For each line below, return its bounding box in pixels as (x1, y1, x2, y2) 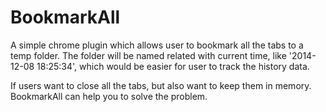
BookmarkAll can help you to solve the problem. (10, 90, 208, 102)
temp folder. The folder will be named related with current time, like (10, 49, 287, 61)
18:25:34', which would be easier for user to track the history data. (36, 60, 310, 72)
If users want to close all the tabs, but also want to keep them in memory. (10, 79, 312, 91)
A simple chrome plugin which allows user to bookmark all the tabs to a (10, 39, 304, 51)
